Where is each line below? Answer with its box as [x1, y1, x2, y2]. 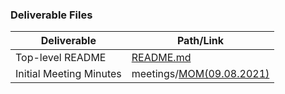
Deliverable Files [10, 8, 93, 22]
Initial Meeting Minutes [15, 67, 122, 81]
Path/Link [176, 34, 225, 48]
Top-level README [15, 51, 107, 65]
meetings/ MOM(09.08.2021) [131, 67, 270, 81]
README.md [131, 51, 192, 65]
